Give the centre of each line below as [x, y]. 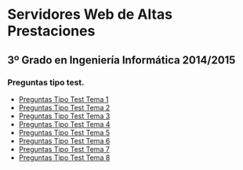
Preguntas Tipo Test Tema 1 [63, 99]
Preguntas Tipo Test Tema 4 [64, 124]
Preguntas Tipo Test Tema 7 [64, 149]
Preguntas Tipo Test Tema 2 [64, 107]
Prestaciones [51, 31]
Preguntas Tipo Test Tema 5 [64, 132]
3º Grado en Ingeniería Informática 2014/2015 [121, 60]
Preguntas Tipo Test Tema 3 [64, 116]
